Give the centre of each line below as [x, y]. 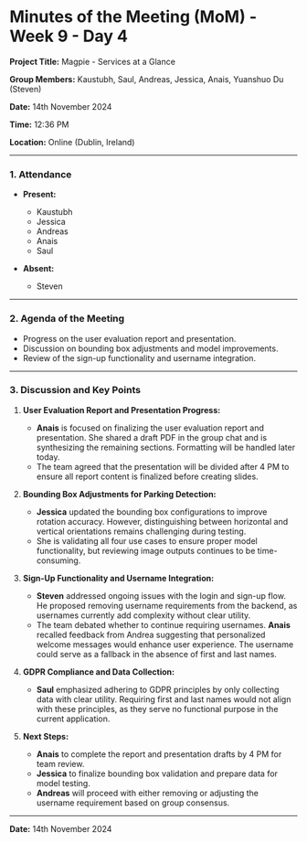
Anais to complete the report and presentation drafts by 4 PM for [159, 754]
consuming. [58, 560]
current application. [73, 719]
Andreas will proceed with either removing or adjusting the [147, 793]
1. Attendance [41, 174]
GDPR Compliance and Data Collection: [99, 671]
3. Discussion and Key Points [75, 390]
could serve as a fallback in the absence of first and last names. [156, 654]
